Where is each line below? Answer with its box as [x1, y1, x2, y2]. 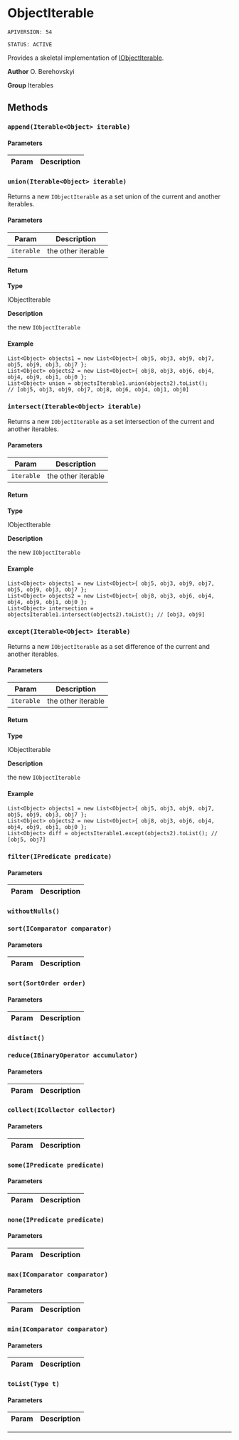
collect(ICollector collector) [7, 1106, 116, 1114]
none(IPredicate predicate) [7, 1215, 105, 1224]
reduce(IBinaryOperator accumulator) [7, 1052, 139, 1059]
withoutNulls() [7, 907, 60, 916]
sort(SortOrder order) [7, 980, 86, 988]
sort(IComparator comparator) [7, 925, 112, 933]
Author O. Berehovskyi [7, 67, 75, 75]
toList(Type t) [7, 1380, 60, 1388]
